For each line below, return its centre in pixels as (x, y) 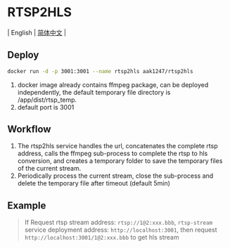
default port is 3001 (46, 107)
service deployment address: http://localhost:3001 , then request (121, 230)
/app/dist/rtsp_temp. (47, 100)
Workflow (29, 130)
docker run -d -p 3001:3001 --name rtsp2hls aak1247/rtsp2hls (100, 71)
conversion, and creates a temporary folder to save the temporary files (120, 161)
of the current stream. (49, 169)
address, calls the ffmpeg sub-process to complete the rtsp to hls (113, 154)
